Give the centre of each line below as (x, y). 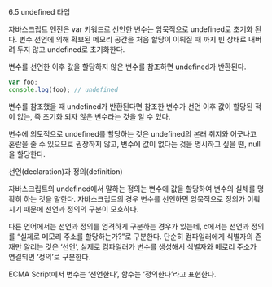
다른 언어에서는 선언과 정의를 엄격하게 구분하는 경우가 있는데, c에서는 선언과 (129, 226)
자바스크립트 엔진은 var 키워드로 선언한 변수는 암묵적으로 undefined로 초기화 (131, 29)
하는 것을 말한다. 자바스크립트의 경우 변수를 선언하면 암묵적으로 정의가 (134, 198)
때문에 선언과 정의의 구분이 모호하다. (81, 209)
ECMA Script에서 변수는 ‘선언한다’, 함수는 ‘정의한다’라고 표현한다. (113, 274)
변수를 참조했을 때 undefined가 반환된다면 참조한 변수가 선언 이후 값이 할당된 (131, 106)
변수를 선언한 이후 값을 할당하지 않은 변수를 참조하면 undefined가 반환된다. (127, 67)
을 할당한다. (27, 154)
